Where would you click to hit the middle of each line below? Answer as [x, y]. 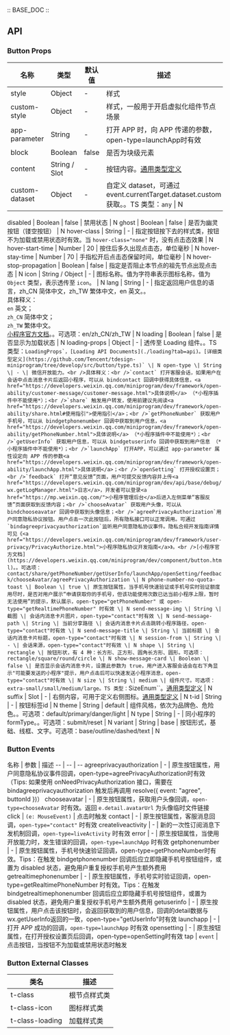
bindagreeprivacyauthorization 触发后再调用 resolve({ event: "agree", [104, 790]
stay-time [21, 257]
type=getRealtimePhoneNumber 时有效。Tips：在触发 [84, 885]
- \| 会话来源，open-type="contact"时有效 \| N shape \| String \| [101, 645]
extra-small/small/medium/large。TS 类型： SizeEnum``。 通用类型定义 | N [110, 688]
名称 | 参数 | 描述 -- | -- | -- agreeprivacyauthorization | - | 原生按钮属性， [111, 765]
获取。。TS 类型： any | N [144, 204]
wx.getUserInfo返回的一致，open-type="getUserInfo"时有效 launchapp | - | [114, 919]
